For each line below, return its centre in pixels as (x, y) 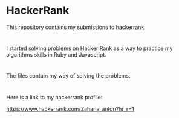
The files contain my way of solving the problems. (69, 76)
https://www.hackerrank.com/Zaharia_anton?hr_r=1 (70, 108)
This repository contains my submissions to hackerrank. (76, 27)
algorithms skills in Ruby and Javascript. (57, 55)
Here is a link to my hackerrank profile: (54, 97)
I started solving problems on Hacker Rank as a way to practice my (89, 48)
